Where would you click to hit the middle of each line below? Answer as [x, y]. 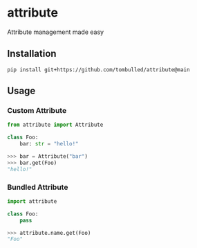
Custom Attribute [37, 111]
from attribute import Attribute [55, 125]
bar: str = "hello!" [49, 144]
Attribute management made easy [56, 32]
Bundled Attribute [38, 187]
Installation [32, 54]
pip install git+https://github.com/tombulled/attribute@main [98, 70]
